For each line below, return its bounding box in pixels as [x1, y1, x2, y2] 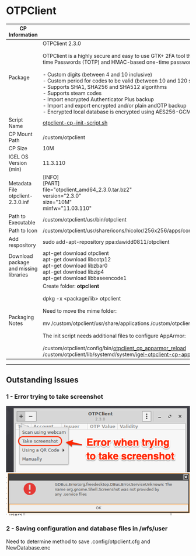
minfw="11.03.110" [43, 205, 92, 212]
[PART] [43, 179, 60, 187]
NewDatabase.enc [6, 544, 51, 551]
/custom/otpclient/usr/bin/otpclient [43, 216, 127, 223]
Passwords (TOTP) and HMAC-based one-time [54, 58, 169, 65]
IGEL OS [8, 153, 29, 160]
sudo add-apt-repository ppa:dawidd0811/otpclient [43, 239, 170, 246]
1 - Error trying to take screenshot [6, 393, 103, 400]
